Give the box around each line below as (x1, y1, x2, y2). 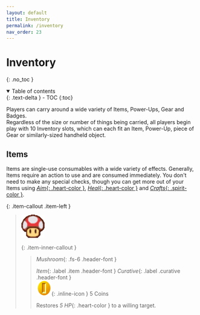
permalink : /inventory (6, 22, 63, 28)
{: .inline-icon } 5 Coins (51, 290, 109, 297)
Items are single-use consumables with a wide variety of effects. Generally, (6, 165, 195, 172)
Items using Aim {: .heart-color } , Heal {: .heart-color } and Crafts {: (6, 185, 169, 191)
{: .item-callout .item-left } (6, 203, 71, 210)
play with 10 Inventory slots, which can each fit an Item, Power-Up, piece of (6, 125, 195, 133)
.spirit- (170, 185, 187, 191)
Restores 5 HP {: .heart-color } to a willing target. (36, 302, 156, 309)
